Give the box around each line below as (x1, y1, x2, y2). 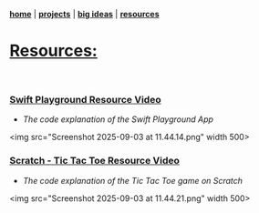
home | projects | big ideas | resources (9, 9, 160, 19)
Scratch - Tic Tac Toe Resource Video (9, 155, 181, 167)
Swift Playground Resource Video (9, 93, 161, 106)
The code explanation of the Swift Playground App (22, 114, 214, 125)
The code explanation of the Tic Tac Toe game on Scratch (22, 175, 243, 186)
